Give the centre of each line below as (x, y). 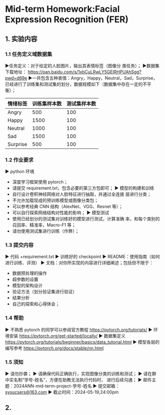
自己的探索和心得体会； (36, 304)
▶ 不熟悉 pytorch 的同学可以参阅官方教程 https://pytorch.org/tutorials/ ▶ (79, 329)
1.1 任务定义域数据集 (29, 54)
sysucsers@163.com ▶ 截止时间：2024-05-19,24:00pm (62, 392)
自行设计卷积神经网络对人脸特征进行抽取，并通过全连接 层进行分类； (82, 194)
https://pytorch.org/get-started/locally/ (58, 336)
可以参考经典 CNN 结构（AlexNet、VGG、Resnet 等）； (68, 207)
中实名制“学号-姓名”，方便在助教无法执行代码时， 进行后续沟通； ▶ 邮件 (79, 380)
